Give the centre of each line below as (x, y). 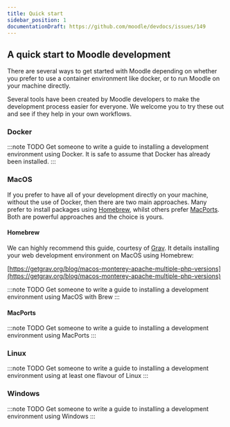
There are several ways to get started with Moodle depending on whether (112, 71)
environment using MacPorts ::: (52, 336)
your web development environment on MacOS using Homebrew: (100, 255)
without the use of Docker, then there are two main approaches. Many (107, 202)
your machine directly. (39, 86)
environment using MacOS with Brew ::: (63, 297)
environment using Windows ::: (51, 416)
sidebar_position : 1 (37, 20)
